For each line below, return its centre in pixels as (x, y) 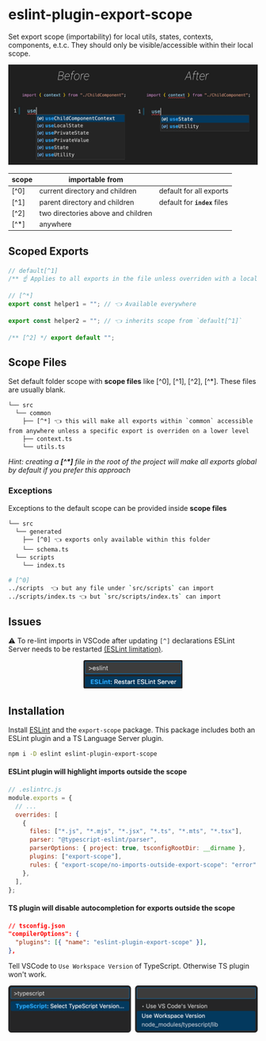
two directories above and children (96, 213)
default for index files (193, 202)
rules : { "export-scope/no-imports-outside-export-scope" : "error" (143, 865)
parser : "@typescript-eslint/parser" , (93, 840)
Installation (36, 711)
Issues (25, 622)
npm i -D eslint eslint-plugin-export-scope (83, 754)
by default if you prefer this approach (69, 471)
